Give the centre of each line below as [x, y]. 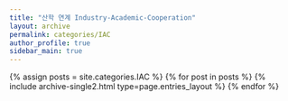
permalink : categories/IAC [60, 34]
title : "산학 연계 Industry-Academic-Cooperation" [103, 18]
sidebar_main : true [46, 51]
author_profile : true [50, 43]
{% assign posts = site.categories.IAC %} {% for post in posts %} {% [138, 77]
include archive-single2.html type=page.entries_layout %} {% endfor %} [144, 87]
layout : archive [40, 26]
